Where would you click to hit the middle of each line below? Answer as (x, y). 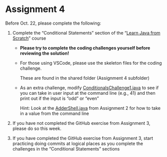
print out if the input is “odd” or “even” (59, 98)
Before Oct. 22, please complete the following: (53, 23)
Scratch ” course (29, 38)
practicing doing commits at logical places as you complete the (78, 143)
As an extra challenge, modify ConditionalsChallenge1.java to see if (89, 88)
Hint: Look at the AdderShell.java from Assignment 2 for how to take (90, 108)
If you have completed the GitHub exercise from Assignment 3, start (83, 138)
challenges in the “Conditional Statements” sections (66, 148)
